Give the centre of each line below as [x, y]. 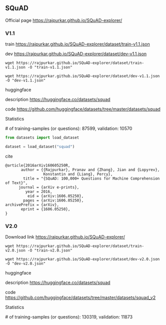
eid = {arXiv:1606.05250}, [55, 196]
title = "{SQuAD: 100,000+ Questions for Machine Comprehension [91, 178]
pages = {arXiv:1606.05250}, [53, 200]
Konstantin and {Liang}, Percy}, [78, 174]
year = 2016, [39, 191]
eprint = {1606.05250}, [45, 209]
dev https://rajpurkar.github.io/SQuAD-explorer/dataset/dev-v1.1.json [76, 54]
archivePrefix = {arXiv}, [32, 204]
